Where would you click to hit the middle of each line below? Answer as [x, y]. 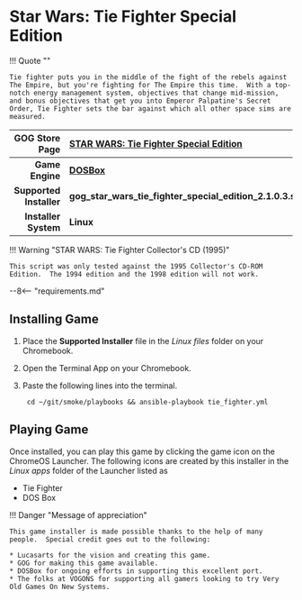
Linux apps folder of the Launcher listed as [89, 470]
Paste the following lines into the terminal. [100, 386]
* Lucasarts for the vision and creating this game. [110, 555]
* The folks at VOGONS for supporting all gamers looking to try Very [144, 578]
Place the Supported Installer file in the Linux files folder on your [143, 341]
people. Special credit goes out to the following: [110, 539]
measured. [28, 116]
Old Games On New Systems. [60, 586]
